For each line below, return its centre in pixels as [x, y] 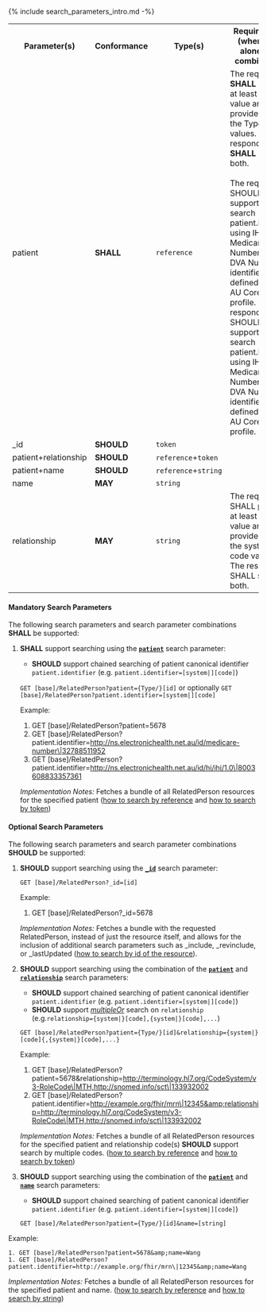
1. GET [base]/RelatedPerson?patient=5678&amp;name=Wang [104, 1253]
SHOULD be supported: [47, 853]
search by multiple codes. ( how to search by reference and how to [128, 1153]
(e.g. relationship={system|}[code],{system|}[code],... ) [126, 1018]
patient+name [39, 470]
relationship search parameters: [74, 978]
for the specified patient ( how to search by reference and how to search [137, 800]
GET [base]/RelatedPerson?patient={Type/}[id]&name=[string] [123, 1224]
